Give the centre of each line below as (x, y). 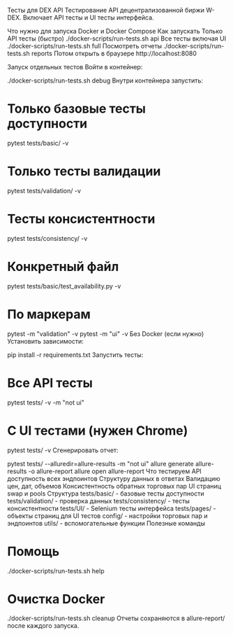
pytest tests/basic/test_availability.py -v (64, 286)
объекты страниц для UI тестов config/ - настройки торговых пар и (107, 516)
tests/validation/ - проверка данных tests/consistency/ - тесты (98, 500)
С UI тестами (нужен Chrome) (98, 430)
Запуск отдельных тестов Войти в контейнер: (75, 67)
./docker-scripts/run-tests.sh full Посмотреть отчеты (85, 46)
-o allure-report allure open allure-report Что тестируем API (115, 471)
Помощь (33, 551)
